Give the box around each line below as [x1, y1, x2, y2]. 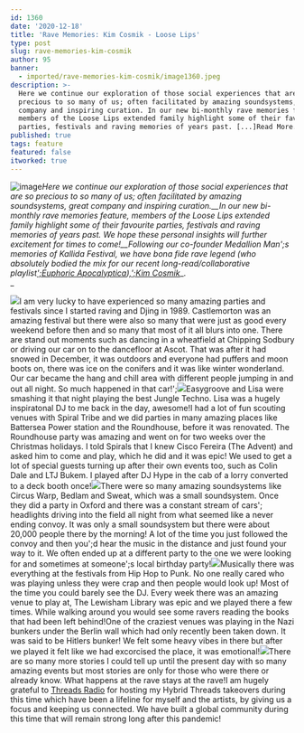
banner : [10, 64, 40, 73]
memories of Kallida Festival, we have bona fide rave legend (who [10, 248, 256, 258]
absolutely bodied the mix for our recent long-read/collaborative [10, 258, 251, 268]
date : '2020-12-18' [10, 22, 84, 31]
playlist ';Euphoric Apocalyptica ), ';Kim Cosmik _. [10, 268, 187, 278]
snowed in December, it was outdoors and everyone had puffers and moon [10, 353, 289, 364]
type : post [10, 38, 51, 48]
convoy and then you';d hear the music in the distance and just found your [10, 538, 287, 549]
